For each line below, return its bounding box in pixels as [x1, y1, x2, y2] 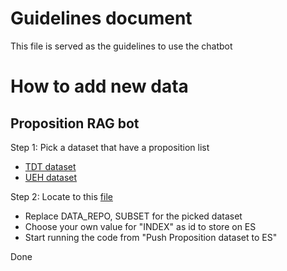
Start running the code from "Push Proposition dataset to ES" [24, 231, 278, 243]
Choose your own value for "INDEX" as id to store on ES [24, 220, 257, 232]
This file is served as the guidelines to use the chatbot [10, 40, 233, 52]
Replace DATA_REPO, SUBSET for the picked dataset [24, 210, 243, 222]
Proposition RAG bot [10, 115, 140, 132]
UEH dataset [24, 171, 78, 183]
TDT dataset [24, 160, 77, 172]
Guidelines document [10, 7, 193, 30]
